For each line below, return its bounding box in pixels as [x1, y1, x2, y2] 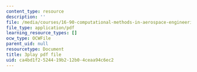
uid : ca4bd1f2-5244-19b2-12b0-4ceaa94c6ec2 [6, 57, 114, 63]
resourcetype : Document [6, 46, 64, 52]
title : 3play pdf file [6, 52, 62, 57]
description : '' [6, 14, 46, 20]
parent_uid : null [6, 41, 49, 47]
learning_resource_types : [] [6, 30, 77, 36]
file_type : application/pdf [6, 24, 75, 31]
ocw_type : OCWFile [6, 35, 51, 41]
